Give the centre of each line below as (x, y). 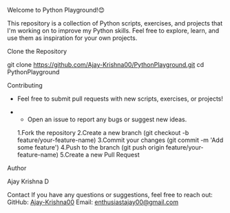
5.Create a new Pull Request (100, 155)
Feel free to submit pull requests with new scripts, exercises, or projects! (120, 99)
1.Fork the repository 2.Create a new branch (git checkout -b (103, 133)
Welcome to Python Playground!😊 (56, 10)
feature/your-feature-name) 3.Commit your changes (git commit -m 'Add (120, 140)
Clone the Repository (37, 51)
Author (17, 168)
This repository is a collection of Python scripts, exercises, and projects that (115, 23)
